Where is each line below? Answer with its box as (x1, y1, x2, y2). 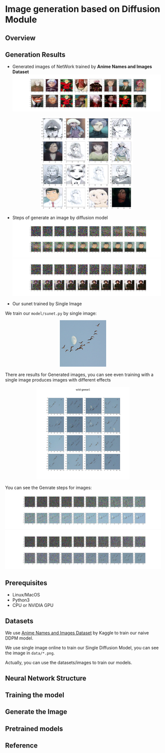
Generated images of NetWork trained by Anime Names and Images (12, 63, 152, 70)
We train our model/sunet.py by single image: (5, 310, 97, 316)
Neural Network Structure (5, 674, 86, 682)
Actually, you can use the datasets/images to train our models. (5, 660, 132, 666)
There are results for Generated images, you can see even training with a (5, 372, 154, 377)
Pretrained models (5, 724, 63, 733)
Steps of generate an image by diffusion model (12, 215, 108, 221)
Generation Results (5, 51, 66, 59)
